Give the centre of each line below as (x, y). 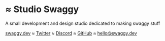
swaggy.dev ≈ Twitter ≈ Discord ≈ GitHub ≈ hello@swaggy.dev (71, 33)
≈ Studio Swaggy (42, 9)
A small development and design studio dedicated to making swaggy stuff (83, 23)
